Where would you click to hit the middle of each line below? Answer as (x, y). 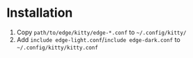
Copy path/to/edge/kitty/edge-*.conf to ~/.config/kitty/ (101, 32)
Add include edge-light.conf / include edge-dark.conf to (98, 39)
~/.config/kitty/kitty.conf (57, 48)
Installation (40, 13)
